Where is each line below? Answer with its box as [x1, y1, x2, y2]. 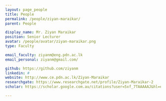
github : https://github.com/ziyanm [5, 66, 79, 71]
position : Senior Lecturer [5, 34, 61, 39]
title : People [5, 12, 35, 17]
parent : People [5, 21, 37, 26]
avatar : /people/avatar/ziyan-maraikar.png [5, 39, 96, 44]
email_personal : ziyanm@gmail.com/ [5, 57, 79, 62]
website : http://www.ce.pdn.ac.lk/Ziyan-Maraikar [5, 75, 110, 80]
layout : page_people [5, 7, 48, 12]
